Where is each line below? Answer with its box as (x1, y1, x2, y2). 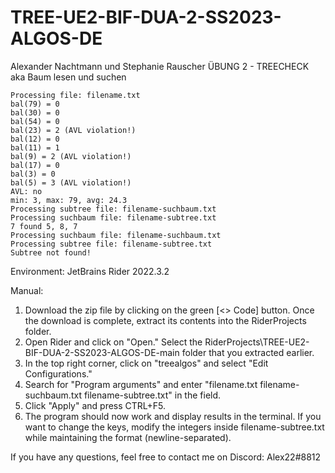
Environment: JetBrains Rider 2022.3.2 (10, 265, 170, 277)
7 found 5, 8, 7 (10, 221, 78, 231)
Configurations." (24, 367, 93, 380)
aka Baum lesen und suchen (10, 71, 127, 83)
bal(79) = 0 (10, 99, 60, 109)
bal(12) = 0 (10, 134, 60, 144)
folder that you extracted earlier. (181, 346, 315, 358)
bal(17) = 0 (10, 160, 60, 170)
